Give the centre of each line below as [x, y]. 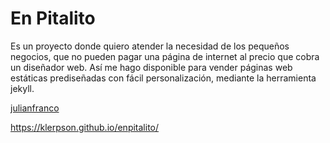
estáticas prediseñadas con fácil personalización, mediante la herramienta [163, 78]
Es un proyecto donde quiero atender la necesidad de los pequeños [150, 46]
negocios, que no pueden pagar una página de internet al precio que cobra [165, 56]
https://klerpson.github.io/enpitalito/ [85, 127]
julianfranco [35, 108]
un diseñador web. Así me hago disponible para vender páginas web [151, 67]
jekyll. [22, 88]
